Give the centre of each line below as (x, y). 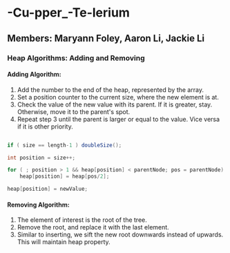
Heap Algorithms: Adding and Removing (76, 58)
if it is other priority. (45, 126)
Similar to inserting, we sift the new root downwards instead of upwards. (120, 235)
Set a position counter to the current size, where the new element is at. (118, 97)
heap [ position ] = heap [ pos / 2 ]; (65, 177)
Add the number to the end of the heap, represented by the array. (110, 90)
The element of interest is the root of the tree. (82, 220)
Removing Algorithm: (39, 205)
